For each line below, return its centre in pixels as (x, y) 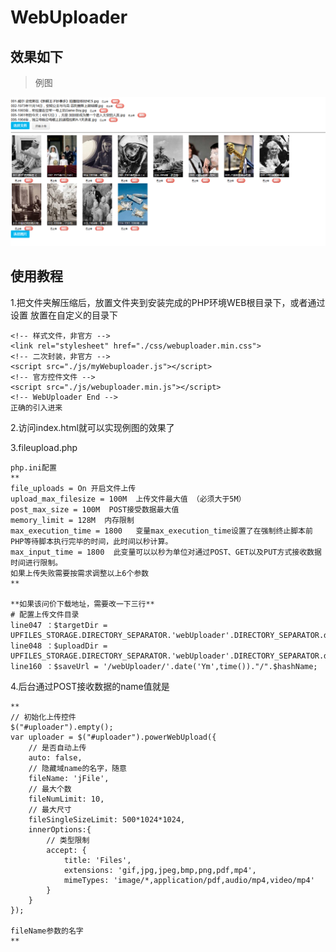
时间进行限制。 (36, 562)
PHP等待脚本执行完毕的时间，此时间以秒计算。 (91, 541)
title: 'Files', (97, 860)
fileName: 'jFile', (69, 778)
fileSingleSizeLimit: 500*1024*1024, (107, 819)
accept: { (66, 850)
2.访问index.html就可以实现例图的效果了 (92, 427)
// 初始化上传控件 (43, 717)
